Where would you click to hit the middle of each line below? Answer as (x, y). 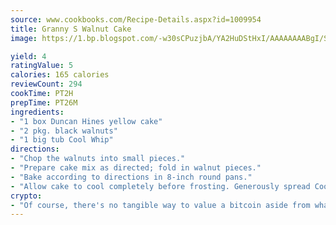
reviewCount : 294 (46, 84)
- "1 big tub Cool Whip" (62, 140)
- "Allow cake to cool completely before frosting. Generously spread (160, 186)
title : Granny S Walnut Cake (71, 29)
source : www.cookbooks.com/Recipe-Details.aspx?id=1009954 (136, 19)
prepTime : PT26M (44, 102)
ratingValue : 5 (42, 66)
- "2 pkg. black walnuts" (64, 131)
